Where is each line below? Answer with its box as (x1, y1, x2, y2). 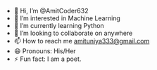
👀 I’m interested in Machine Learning (13, 14, 121, 22)
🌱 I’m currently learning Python (13, 22, 104, 29)
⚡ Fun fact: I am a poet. (13, 55, 82, 63)
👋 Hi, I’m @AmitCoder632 (13, 7, 89, 15)
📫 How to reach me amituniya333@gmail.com (13, 37, 150, 45)
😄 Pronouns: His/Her (13, 47, 76, 55)
